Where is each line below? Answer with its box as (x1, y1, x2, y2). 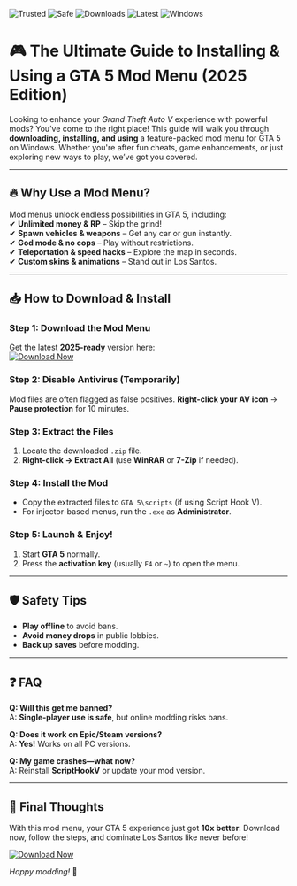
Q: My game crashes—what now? (9, 756, 135, 767)
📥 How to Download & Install (9, 291, 171, 306)
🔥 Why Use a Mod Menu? (9, 186, 150, 201)
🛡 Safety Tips (9, 593, 87, 608)
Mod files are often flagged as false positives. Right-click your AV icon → (9, 394, 278, 404)
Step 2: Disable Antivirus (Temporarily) (9, 374, 180, 386)
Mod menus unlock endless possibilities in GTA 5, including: (9, 209, 227, 220)
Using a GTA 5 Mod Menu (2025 (9, 66, 247, 86)
